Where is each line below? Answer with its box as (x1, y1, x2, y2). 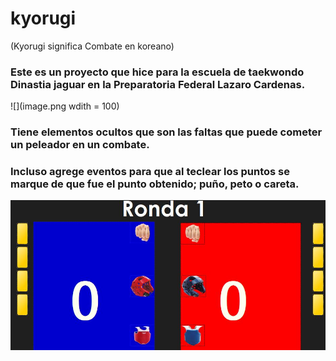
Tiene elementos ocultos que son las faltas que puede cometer (10, 125, 323, 139)
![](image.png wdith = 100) (10, 100, 120, 112)
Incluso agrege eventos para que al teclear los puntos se (10, 165, 290, 179)
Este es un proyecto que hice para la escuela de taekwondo (10, 65, 305, 79)
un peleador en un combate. (10, 138, 150, 152)
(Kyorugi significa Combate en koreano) (10, 40, 175, 52)
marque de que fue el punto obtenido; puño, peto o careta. (10, 177, 300, 191)
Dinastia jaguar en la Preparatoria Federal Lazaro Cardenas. (10, 77, 306, 91)
